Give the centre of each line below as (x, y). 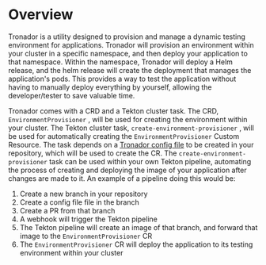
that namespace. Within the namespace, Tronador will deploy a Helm (121, 62)
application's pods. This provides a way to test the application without (122, 79)
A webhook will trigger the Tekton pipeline (89, 219)
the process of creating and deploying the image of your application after (127, 170)
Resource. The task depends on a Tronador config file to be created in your (131, 144)
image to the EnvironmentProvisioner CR (86, 236)
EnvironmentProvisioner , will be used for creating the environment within (128, 119)
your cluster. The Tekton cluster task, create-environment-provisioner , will (131, 128)
